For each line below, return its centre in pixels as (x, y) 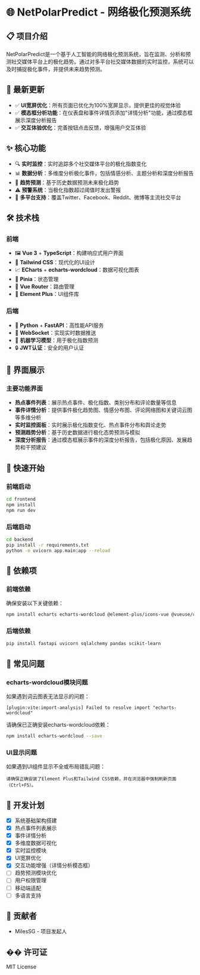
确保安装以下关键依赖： (35, 603)
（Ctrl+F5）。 (21, 785)
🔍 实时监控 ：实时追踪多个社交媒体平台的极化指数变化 (81, 163)
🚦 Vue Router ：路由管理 (45, 286)
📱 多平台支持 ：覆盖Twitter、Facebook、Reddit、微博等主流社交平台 (98, 197)
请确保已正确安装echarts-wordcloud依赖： (58, 724)
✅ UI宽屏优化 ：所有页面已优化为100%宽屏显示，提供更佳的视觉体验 (98, 105)
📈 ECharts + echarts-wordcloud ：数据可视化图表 (77, 270)
